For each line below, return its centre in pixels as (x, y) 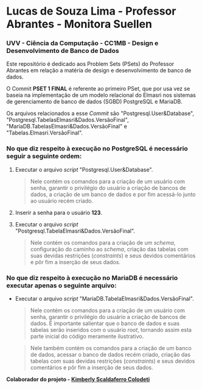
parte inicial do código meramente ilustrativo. (87, 337)
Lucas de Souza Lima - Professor (91, 11)
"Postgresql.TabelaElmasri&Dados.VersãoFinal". (75, 231)
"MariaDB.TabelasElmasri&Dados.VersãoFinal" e (67, 127)
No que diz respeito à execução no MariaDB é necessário (92, 278)
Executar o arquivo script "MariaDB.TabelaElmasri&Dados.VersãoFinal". (104, 299)
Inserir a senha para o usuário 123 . (58, 212)
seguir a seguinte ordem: (44, 156)
